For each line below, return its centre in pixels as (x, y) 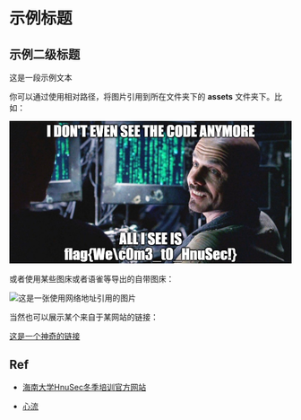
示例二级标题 (45, 54)
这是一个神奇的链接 (45, 336)
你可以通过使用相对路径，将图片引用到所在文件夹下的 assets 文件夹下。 (142, 96)
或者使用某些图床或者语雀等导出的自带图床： (92, 278)
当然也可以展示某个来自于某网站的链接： (84, 317)
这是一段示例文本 (41, 78)
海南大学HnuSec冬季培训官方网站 (84, 388)
